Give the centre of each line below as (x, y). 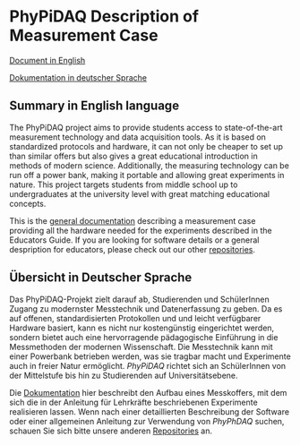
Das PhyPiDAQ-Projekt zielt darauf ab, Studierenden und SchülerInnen (140, 299)
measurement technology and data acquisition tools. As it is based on (138, 137)
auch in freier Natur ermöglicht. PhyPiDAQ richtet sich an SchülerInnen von (148, 365)
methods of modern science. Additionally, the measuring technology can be (149, 165)
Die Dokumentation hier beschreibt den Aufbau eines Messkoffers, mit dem (148, 392)
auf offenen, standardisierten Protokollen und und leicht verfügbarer (135, 318)
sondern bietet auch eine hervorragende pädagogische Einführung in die (144, 337)
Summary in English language (94, 106)
